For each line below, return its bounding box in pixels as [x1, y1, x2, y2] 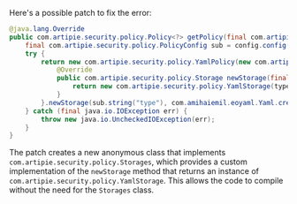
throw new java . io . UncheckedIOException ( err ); [41, 115, 216, 124]
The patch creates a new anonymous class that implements [9, 147, 226, 158]
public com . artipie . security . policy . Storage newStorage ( [56, 74, 271, 83]
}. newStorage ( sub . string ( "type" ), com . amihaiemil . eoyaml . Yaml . [41, 98, 278, 107]
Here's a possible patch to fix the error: [9, 8, 152, 18]
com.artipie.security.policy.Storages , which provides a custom [9, 156, 247, 167]
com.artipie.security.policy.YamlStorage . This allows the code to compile [9, 176, 284, 186]
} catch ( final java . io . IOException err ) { [25, 106, 188, 116]
